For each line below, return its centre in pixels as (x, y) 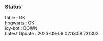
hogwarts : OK (20, 23)
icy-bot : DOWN (21, 28)
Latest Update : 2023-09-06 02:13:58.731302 (52, 34)
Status (13, 7)
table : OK (15, 18)
